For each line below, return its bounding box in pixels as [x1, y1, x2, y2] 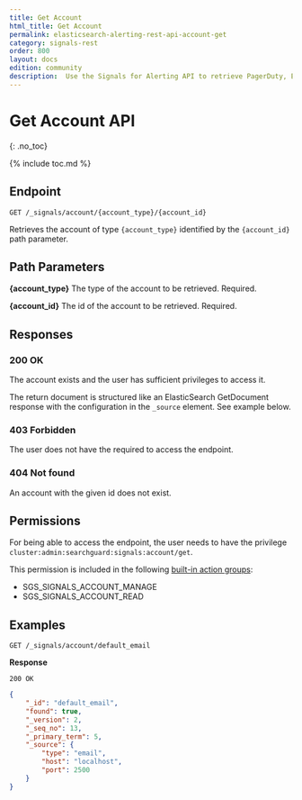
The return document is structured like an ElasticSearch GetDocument [9, 392, 270, 402]
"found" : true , [25, 706, 83, 716]
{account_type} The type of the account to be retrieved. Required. [9, 283, 258, 294]
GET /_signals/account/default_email [9, 641, 151, 650]
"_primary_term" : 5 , [25, 732, 102, 741]
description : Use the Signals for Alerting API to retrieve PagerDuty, [9, 72, 288, 81]
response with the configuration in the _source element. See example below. [9, 402, 291, 412]
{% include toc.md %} [9, 158, 92, 168]
